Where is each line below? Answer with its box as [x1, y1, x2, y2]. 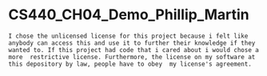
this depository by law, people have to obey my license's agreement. [8, 60, 252, 68]
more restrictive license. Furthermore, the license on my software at [8, 53, 256, 61]
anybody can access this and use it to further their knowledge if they [8, 38, 256, 47]
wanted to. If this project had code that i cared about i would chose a [8, 46, 260, 54]
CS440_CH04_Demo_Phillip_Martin [8, 6, 249, 24]
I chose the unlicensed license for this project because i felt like [8, 32, 249, 40]
